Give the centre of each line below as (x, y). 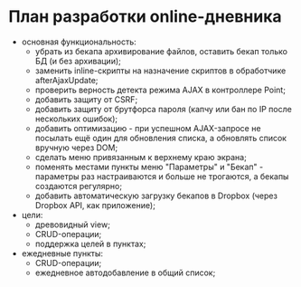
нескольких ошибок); (76, 119)
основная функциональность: (79, 42)
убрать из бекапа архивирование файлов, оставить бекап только (161, 51)
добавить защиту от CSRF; (86, 99)
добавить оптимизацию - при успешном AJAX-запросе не (148, 128)
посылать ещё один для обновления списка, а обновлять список (160, 138)
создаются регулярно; (79, 186)
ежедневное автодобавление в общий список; (125, 273)
